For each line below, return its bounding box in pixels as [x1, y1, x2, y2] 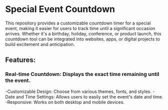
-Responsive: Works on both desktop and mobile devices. [5, 99, 125, 105]
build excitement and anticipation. [5, 41, 75, 47]
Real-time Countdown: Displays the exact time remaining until [5, 71, 159, 78]
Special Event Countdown [5, 3, 115, 15]
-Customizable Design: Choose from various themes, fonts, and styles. [5, 88, 152, 94]
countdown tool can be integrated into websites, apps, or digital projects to [5, 36, 160, 42]
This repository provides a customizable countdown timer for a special [5, 20, 151, 26]
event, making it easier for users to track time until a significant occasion [5, 25, 155, 31]
